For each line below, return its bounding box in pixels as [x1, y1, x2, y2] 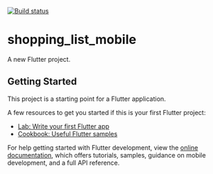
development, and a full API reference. [7, 158, 120, 167]
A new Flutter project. [7, 55, 71, 63]
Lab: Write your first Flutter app [17, 121, 110, 131]
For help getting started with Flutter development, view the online [7, 143, 199, 152]
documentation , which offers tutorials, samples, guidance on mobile [7, 151, 206, 159]
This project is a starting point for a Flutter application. [7, 94, 166, 103]
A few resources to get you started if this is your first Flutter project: [7, 108, 206, 116]
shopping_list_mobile [7, 32, 137, 48]
